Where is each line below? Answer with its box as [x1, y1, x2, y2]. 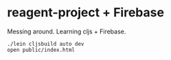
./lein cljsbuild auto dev [7, 40, 84, 47]
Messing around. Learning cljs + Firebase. [7, 27, 126, 35]
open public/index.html [7, 46, 76, 53]
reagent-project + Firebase [7, 5, 165, 20]
